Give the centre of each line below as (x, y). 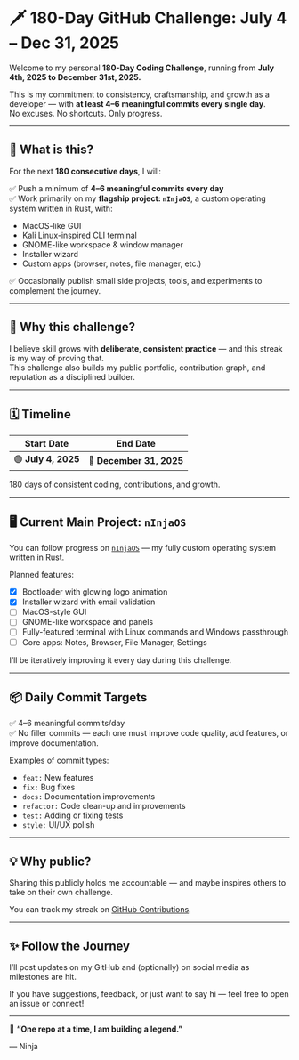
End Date (136, 444)
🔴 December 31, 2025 (136, 460)
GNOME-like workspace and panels (88, 622)
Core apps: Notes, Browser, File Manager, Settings (114, 642)
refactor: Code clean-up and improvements (104, 806)
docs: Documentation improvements (89, 797)
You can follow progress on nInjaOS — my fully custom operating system (143, 548)
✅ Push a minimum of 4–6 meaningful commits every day (117, 188)
